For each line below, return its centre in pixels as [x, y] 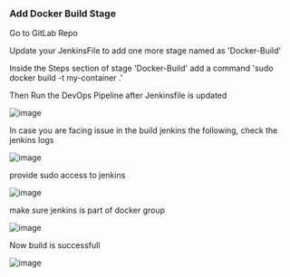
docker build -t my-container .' [66, 78]
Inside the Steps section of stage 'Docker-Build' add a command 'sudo [141, 68]
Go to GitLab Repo [44, 33]
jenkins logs [32, 140]
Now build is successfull [55, 245]
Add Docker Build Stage [63, 14]
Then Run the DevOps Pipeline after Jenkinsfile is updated [118, 96]
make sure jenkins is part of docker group [87, 210]
